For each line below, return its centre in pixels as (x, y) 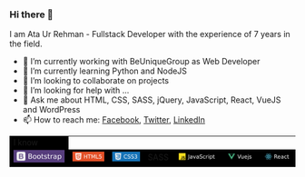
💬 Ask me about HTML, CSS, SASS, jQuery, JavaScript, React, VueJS (152, 100)
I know (26, 143)
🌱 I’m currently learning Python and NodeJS (105, 71)
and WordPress (51, 110)
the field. (26, 44)
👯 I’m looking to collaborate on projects (96, 81)
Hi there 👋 (32, 15)
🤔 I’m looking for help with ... (76, 91)
